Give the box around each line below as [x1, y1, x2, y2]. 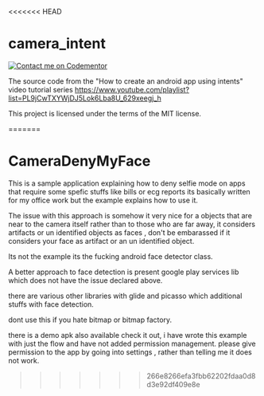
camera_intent [8, 35, 106, 53]
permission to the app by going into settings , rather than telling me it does [8, 347, 252, 357]
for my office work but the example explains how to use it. [8, 195, 199, 205]
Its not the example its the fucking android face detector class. [8, 251, 213, 261]
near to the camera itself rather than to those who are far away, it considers [8, 219, 256, 229]
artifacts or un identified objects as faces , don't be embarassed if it [8, 227, 231, 237]
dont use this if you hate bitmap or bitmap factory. [8, 315, 173, 324]
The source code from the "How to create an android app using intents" [8, 76, 244, 86]
